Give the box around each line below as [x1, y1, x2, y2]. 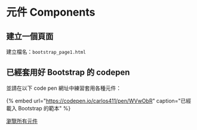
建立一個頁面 [6, 31, 54, 41]
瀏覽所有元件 [6, 117, 38, 125]
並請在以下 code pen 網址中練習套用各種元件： [6, 84, 121, 92]
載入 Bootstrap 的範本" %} [6, 104, 71, 111]
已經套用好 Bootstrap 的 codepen [6, 67, 130, 78]
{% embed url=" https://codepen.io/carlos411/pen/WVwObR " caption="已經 [6, 97, 192, 104]
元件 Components [6, 5, 96, 19]
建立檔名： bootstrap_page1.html [6, 49, 87, 55]
